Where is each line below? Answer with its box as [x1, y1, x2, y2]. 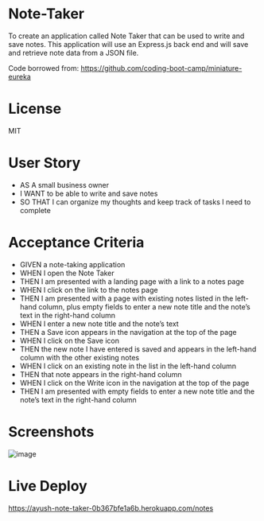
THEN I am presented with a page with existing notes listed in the [19, 294, 234, 303]
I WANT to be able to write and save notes [19, 189, 158, 198]
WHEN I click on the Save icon [19, 336, 119, 345]
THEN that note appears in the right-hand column [19, 369, 182, 379]
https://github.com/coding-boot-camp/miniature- [80, 63, 243, 72]
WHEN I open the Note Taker [19, 268, 115, 278]
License [8, 100, 62, 118]
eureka [8, 72, 32, 81]
